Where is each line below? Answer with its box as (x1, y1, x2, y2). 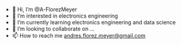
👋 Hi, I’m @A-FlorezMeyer (12, 6, 77, 13)
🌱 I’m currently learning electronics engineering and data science (12, 19, 177, 26)
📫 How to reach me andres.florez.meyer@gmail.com (12, 32, 146, 39)
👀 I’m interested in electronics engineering (12, 12, 119, 19)
